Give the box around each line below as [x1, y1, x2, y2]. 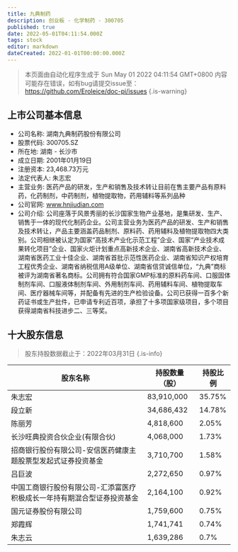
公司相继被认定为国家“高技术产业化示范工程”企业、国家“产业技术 [30, 235, 219, 244]
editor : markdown [7, 43, 59, 50]
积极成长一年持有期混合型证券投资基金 [11, 493, 140, 502]
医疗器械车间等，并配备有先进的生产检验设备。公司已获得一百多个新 [30, 288, 229, 297]
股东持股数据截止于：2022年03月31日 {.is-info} [24, 349, 163, 357]
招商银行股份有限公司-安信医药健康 [11, 445, 130, 455]
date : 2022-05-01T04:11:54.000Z [7, 30, 103, 38]
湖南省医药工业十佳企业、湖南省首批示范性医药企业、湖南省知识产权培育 [17, 253, 229, 262]
